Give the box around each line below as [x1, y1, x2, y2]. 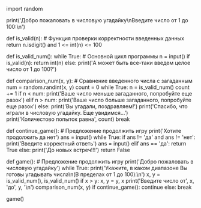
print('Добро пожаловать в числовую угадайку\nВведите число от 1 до [6, 17, 188, 23]
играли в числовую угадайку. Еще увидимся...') [6, 109, 128, 116]
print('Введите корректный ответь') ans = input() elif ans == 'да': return [6, 140, 187, 147]
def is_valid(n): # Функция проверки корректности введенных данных [6, 35, 185, 41]
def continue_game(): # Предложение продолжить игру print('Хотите [6, 127, 182, 134]
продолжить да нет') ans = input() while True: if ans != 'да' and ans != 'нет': [6, 133, 196, 141]
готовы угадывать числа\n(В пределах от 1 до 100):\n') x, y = [6, 171, 161, 178]
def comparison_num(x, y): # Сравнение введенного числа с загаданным [6, 78, 193, 84]
